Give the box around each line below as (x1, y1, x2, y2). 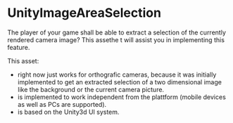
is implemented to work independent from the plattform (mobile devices (17, 93, 227, 101)
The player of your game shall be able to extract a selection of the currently (7, 28, 227, 37)
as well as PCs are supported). (17, 100, 107, 108)
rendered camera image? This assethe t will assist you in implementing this (7, 35, 225, 44)
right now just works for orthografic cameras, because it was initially (17, 70, 217, 79)
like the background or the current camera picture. (17, 85, 164, 93)
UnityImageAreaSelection (7, 5, 162, 21)
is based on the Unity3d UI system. (17, 108, 120, 116)
